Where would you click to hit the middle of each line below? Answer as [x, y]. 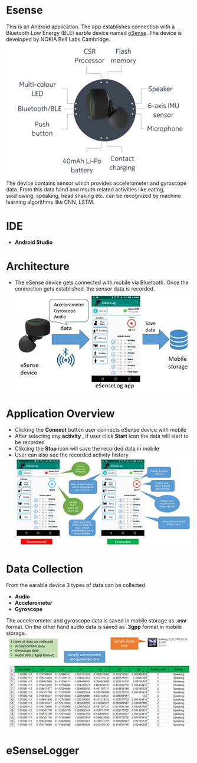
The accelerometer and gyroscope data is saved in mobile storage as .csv [96, 621]
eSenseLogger [43, 750]
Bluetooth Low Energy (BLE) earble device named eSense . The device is [94, 32]
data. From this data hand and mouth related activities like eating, [86, 190]
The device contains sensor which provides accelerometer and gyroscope [96, 183]
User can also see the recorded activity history [71, 455]
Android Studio [34, 242]
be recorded [30, 442]
